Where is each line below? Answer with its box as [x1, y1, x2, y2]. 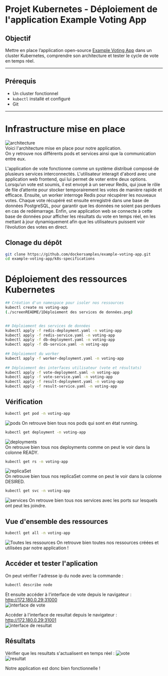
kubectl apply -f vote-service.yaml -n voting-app [5, 374, 113, 380]
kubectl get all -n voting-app [5, 530, 70, 536]
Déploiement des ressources [5, 273, 127, 285]
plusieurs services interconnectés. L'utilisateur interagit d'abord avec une [5, 171, 156, 177]
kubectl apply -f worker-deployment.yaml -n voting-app [5, 356, 124, 361]
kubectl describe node [5, 582, 52, 587]
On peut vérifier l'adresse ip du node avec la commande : [5, 572, 123, 578]
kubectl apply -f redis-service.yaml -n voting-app [5, 333, 115, 338]
